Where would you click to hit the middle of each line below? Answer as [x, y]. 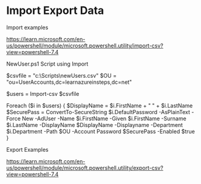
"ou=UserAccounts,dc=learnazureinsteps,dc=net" [69, 82]
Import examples [27, 27]
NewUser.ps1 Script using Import [47, 64]
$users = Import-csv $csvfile [43, 94]
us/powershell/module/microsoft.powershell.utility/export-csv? [85, 168]
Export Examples [27, 149]
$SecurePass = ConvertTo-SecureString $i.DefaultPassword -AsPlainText [98, 112]
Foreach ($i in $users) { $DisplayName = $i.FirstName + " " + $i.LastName [100, 105]
